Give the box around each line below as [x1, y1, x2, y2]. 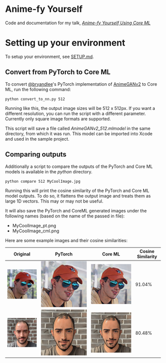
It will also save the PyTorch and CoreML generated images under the [5, 207, 147, 213]
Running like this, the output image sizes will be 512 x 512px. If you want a [5, 105, 156, 111]
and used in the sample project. [5, 136, 70, 142]
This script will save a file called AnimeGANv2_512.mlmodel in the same [5, 125, 151, 131]
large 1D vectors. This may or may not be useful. [5, 198, 104, 204]
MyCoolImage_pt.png [12, 222, 56, 228]
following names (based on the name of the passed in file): [5, 213, 125, 219]
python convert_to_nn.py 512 [5, 97, 65, 102]
